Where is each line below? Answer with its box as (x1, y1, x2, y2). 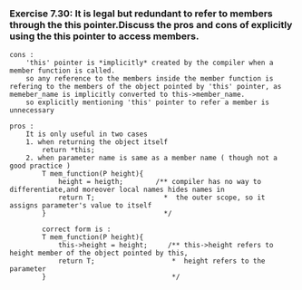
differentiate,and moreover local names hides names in (9, 185, 225, 195)
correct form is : (42, 225, 112, 234)
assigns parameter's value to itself (9, 201, 152, 210)
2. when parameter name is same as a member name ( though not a (25, 153, 278, 163)
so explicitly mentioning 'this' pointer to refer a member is (25, 98, 270, 107)
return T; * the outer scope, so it (57, 193, 266, 202)
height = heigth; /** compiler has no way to (57, 178, 261, 187)
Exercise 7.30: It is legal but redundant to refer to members (9, 7, 274, 20)
